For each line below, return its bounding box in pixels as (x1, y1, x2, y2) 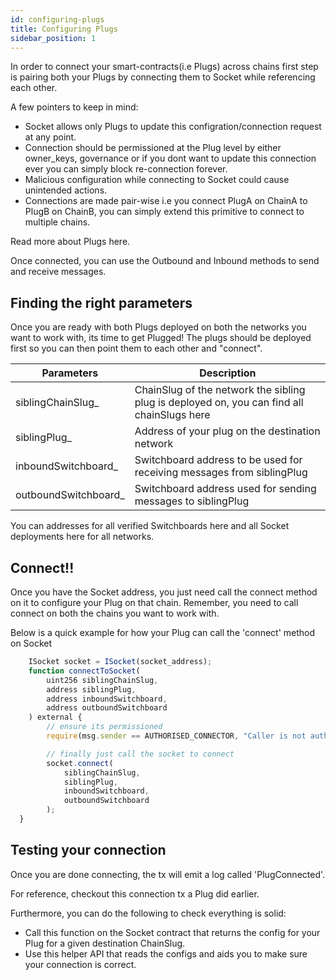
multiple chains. (24, 216, 91, 228)
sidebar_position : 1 (10, 33, 97, 43)
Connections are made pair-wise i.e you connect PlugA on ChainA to (24, 195, 308, 207)
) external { (28, 712, 83, 723)
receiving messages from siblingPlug (134, 466, 308, 480)
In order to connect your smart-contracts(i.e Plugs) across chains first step (10, 61, 319, 73)
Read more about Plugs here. (10, 236, 131, 248)
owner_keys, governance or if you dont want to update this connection (24, 152, 317, 165)
